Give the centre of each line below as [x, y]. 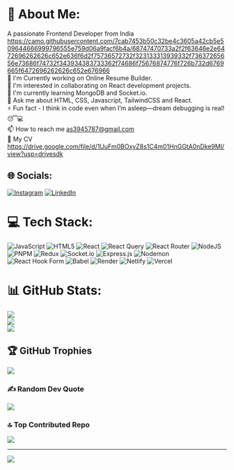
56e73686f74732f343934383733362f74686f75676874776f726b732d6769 [116, 63]
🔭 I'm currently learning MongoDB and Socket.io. [77, 93]
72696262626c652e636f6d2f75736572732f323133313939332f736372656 [116, 56]
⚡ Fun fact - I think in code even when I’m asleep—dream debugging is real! [116, 108]
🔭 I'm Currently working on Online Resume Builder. [80, 78]
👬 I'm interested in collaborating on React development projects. [99, 85]
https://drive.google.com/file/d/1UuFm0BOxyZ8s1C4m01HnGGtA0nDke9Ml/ [116, 146]
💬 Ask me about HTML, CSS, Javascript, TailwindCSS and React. [100, 100]
